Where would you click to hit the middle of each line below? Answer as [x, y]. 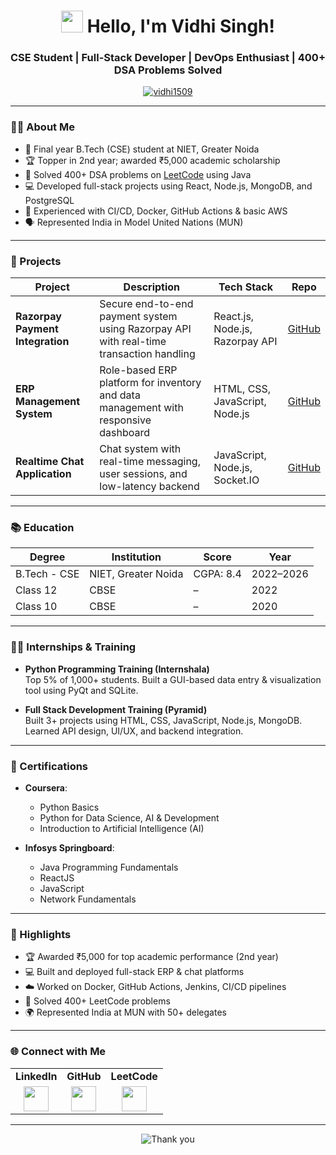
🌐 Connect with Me [58, 1052]
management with [141, 408]
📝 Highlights [41, 934]
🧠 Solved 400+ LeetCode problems [97, 1001]
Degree [47, 557]
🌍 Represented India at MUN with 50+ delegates [125, 1012]
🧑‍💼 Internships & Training [73, 647]
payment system [138, 317]
